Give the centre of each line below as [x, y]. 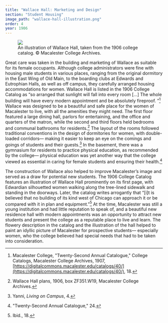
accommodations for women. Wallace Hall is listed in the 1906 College [77, 89]
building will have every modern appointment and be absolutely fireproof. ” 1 [83, 100]
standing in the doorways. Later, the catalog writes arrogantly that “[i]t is [80, 192]
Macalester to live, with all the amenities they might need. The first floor [79, 111]
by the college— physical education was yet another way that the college [81, 155]
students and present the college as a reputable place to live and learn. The [83, 220]
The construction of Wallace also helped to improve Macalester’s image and [83, 171]
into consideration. [24, 241]
